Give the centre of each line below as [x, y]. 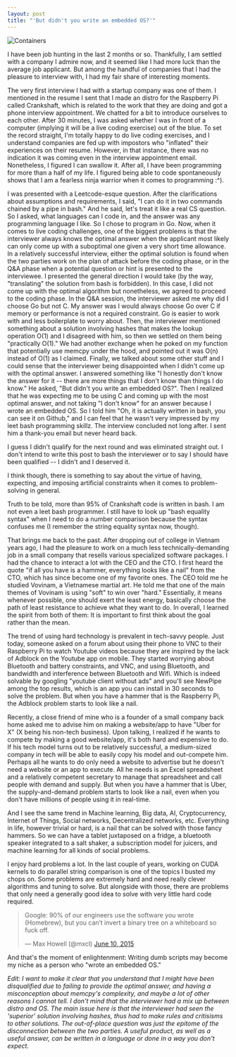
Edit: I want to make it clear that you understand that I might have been [111, 978]
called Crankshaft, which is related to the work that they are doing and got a [117, 105]
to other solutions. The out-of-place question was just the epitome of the [113, 1023]
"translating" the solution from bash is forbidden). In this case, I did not [110, 283]
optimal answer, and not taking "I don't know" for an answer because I [109, 403]
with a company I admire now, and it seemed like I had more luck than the [114, 61]
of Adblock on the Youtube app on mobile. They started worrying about [111, 658]
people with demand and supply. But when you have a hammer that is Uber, [117, 784]
